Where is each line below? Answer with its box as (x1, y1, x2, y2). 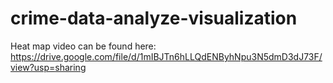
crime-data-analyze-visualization (10, 7, 298, 30)
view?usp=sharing (10, 61, 87, 73)
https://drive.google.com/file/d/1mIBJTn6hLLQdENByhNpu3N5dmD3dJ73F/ (10, 50, 323, 62)
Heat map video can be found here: (10, 40, 157, 52)
